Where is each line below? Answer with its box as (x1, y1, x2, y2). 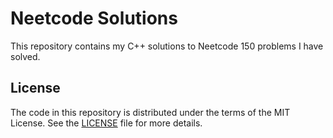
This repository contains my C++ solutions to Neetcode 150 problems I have (10, 40, 324, 52)
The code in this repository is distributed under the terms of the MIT (10, 106, 291, 118)
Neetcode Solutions (10, 7, 178, 30)
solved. (10, 50, 41, 62)
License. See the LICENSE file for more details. (10, 117, 203, 129)
